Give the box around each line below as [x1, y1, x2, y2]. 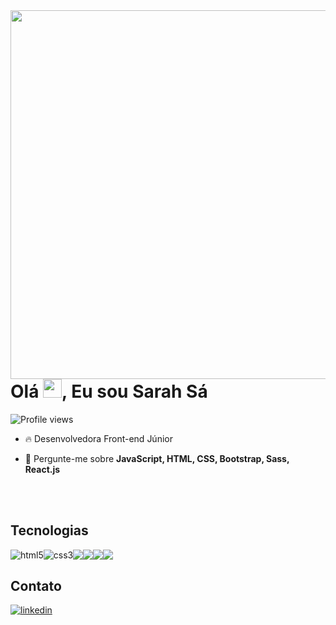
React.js [24, 463, 61, 475]
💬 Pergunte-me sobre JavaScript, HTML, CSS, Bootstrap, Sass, [24, 452, 290, 464]
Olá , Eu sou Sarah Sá [10, 380, 208, 403]
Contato [10, 577, 62, 594]
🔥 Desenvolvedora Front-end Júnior [24, 432, 173, 444]
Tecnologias [10, 522, 89, 539]
